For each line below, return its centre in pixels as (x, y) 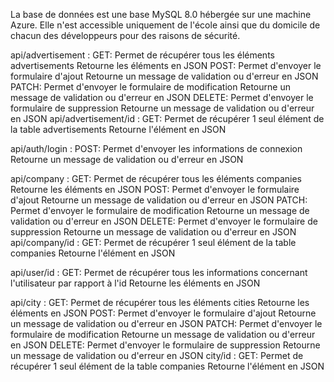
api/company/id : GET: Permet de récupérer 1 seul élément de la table (153, 242)
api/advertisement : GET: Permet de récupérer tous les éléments (142, 55)
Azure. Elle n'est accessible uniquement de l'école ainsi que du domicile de (165, 25)
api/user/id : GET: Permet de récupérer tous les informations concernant (159, 272)
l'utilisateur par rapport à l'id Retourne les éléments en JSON (135, 283)
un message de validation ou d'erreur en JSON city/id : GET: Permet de (157, 355)
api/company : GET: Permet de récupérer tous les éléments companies (156, 178)
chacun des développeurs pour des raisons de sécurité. (125, 35)
